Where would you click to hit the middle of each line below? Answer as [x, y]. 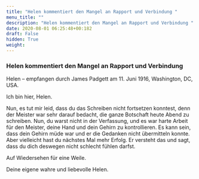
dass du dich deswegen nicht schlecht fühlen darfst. [71, 146]
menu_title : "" [25, 17]
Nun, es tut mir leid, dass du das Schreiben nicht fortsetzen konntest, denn [98, 109]
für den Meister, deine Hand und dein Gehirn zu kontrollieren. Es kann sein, [99, 127]
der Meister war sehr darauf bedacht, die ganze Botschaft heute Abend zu [98, 115]
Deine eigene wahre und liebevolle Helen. [57, 169]
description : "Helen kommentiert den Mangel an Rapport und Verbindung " [100, 23]
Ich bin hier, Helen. [29, 97]
